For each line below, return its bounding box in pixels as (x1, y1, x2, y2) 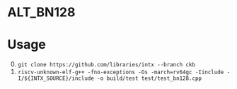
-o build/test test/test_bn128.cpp (96, 75, 202, 82)
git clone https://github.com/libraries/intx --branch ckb (17, 61, 196, 69)
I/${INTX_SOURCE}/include (17, 75, 94, 82)
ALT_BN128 (7, 4, 76, 20)
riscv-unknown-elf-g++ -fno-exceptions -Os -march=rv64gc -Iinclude (17, 69, 224, 76)
